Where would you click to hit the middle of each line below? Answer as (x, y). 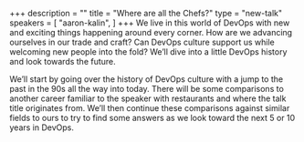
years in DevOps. (42, 127)
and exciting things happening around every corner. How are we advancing (151, 32)
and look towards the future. (63, 61)
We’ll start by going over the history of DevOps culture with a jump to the (147, 79)
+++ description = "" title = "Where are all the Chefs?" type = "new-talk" (146, 13)
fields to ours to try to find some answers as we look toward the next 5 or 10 (152, 118)
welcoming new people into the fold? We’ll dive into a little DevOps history (148, 52)
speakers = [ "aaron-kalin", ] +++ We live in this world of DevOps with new (150, 23)
